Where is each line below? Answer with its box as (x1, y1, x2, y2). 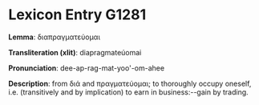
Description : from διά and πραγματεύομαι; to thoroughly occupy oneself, (8, 79, 252, 88)
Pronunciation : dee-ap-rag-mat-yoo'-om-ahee (8, 63, 165, 73)
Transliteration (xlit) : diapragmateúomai (8, 47, 142, 57)
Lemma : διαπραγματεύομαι (8, 32, 101, 42)
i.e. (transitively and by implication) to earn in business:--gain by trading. (8, 87, 249, 97)
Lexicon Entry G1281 (8, 6, 147, 24)
